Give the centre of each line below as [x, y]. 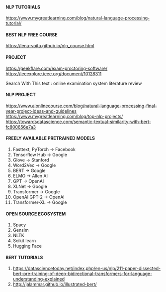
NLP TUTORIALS [23, 7]
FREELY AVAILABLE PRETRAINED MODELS [50, 138]
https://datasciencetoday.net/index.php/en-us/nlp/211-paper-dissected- [87, 269]
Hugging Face [27, 246]
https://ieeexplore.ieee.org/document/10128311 [54, 73]
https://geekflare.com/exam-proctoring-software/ [57, 68]
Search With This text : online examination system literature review [74, 83]
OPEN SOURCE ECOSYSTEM [36, 214]
